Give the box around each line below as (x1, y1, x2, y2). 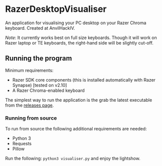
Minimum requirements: (5, 67, 54, 73)
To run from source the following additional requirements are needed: (5, 126, 147, 132)
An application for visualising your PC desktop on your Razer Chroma (5, 20, 147, 26)
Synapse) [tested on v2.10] (12, 82, 67, 88)
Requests (12, 141, 32, 147)
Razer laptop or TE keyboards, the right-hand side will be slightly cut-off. (5, 40, 154, 45)
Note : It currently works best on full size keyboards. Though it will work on (5, 35, 157, 41)
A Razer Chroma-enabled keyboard (12, 87, 85, 93)
